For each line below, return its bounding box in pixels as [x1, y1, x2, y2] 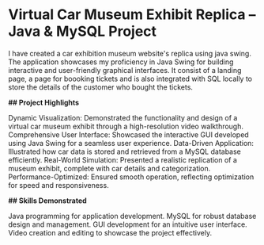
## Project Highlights [8, 98, 80, 107]
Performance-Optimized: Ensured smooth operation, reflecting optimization [8, 172, 255, 182]
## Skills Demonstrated [8, 196, 87, 205]
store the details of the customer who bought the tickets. [8, 82, 194, 92]
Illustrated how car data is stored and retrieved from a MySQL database [8, 147, 241, 156]
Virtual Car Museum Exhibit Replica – [8, 6, 256, 24]
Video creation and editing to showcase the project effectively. [8, 228, 212, 237]
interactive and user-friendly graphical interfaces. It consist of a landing [8, 65, 242, 75]
